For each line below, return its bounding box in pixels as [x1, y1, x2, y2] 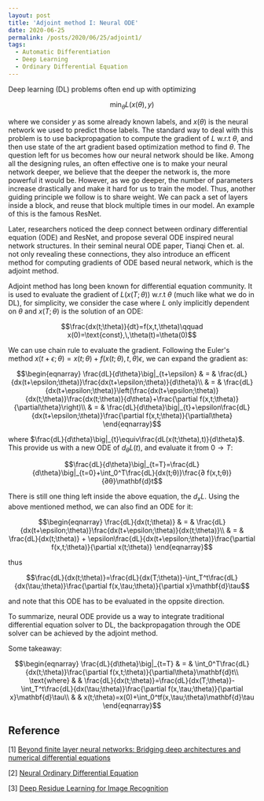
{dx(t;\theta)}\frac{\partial [25, 667, 108, 677]
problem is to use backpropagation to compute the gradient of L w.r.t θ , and [8, 133, 254, 143]
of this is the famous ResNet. [8, 209, 102, 218]
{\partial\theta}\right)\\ [13, 402, 86, 412]
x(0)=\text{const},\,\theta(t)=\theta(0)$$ [67, 330, 197, 339]
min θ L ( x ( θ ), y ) [109, 99, 155, 111]
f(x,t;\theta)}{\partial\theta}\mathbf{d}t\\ [109, 667, 239, 677]
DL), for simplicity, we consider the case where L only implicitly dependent [8, 298, 250, 307]
